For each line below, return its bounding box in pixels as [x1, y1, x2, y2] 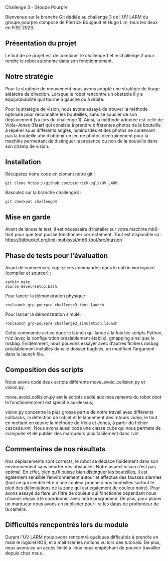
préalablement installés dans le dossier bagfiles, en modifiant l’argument [5, 346, 155, 352]
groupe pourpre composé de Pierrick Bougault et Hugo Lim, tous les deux [5, 20, 158, 25]
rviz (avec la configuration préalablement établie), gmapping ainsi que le [5, 335, 155, 341]
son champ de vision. [5, 143, 50, 149]
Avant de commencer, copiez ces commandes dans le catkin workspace [5, 265, 155, 271]
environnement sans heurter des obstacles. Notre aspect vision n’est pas [5, 463, 156, 469]
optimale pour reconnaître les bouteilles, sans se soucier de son [5, 111, 137, 117]
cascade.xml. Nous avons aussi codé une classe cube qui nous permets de [5, 425, 161, 431]
